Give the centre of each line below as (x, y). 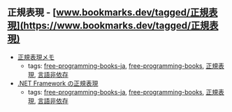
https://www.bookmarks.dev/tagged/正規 (116, 26)
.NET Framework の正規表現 (58, 83)
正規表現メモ (36, 57)
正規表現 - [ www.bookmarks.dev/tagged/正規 (108, 13)
